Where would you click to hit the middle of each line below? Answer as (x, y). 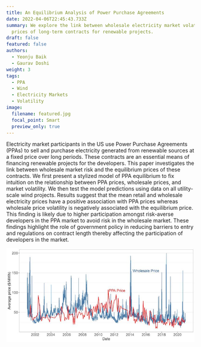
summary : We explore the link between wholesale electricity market (93, 25)
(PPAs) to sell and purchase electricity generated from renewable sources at (100, 150)
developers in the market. (38, 240)
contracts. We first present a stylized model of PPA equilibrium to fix (90, 176)
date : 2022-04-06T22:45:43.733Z (46, 19)
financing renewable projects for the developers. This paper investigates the (100, 163)
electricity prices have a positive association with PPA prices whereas (92, 201)
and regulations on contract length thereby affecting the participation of (95, 233)
